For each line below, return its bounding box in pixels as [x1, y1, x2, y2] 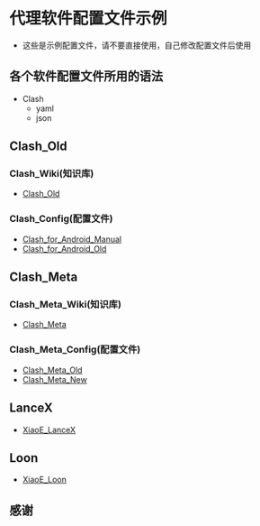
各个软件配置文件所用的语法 [9, 69, 164, 84]
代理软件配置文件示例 [9, 8, 168, 29]
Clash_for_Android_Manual [22, 234, 122, 245]
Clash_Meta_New [22, 374, 87, 384]
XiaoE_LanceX [22, 424, 76, 435]
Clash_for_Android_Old [22, 243, 107, 254]
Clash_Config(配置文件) [9, 213, 114, 226]
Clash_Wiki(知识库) [9, 168, 94, 180]
